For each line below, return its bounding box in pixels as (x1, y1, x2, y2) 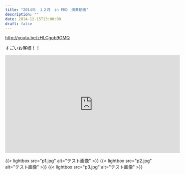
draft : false (5, 21, 32, 26)
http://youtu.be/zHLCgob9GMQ (5, 35, 70, 41)
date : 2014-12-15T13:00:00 (5, 16, 61, 21)
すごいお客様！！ (5, 45, 40, 51)
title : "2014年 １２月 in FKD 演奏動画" (5, 7, 89, 12)
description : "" (5, 12, 39, 17)
